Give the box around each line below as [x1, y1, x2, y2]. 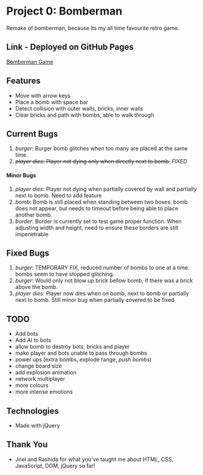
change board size [15, 363, 62, 370]
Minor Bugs [6, 171, 36, 179]
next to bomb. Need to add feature [15, 191, 102, 199]
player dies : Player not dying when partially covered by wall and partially [15, 185, 197, 193]
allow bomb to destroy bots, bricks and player [15, 343, 130, 350]
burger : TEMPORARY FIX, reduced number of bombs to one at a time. [15, 264, 190, 272]
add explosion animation [15, 369, 77, 376]
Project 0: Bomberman [6, 4, 123, 18]
